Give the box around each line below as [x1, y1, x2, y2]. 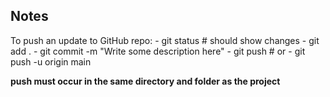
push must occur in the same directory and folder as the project [10, 75, 281, 87]
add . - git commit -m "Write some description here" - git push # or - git [10, 45, 306, 57]
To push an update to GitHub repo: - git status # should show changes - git [10, 34, 320, 46]
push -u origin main [10, 55, 92, 68]
